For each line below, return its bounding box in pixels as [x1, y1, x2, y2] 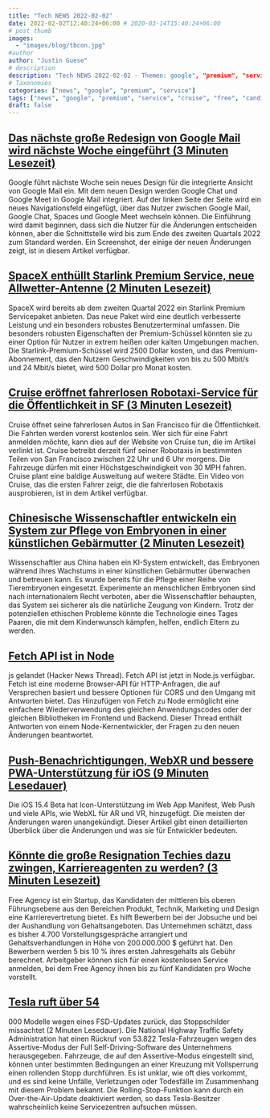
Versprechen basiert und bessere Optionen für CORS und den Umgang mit [8, 688, 256, 697]
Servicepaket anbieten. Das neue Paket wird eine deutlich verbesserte [8, 311, 241, 321]
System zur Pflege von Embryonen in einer [8, 524, 227, 537]
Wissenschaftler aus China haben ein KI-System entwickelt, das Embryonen [8, 557, 260, 567]
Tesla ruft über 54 [8, 995, 100, 1009]
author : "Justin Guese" [8, 57, 88, 65]
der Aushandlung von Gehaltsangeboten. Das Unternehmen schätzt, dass [8, 920, 252, 930]
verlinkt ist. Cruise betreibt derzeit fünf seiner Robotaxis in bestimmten [8, 445, 243, 455]
